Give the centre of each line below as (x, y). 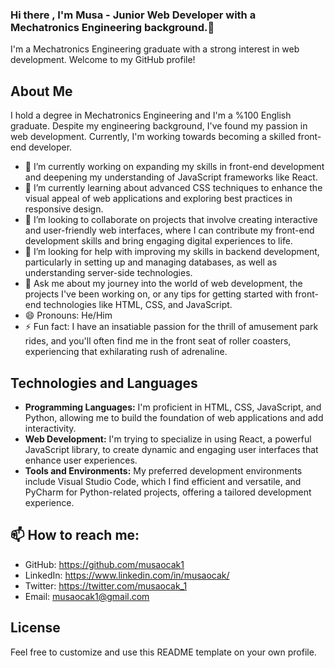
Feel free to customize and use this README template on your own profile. (163, 652)
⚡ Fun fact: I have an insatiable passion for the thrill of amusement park (171, 327)
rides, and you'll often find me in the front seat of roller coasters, (158, 341)
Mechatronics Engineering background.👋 (112, 27)
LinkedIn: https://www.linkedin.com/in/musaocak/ (127, 575)
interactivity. (50, 428)
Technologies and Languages (104, 383)
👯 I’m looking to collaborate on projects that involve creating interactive (171, 220)
